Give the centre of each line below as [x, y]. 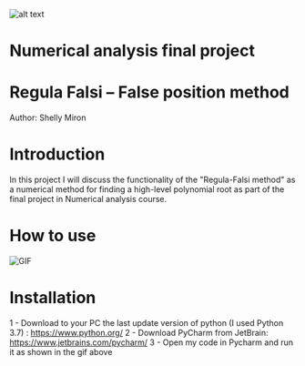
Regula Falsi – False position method [149, 92]
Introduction [57, 154]
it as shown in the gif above [61, 351]
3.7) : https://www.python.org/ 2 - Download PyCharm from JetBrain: [139, 332]
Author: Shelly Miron [48, 117]
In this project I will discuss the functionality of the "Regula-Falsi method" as [152, 180]
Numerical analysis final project [132, 51]
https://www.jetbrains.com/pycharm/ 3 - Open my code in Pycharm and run [152, 342]
